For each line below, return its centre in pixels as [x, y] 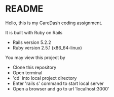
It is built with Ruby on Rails [34, 32]
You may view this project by [35, 57]
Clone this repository [34, 67]
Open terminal [27, 72]
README [24, 9]
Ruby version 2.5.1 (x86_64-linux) [47, 47]
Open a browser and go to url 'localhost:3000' [61, 88]
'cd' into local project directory [45, 78]
